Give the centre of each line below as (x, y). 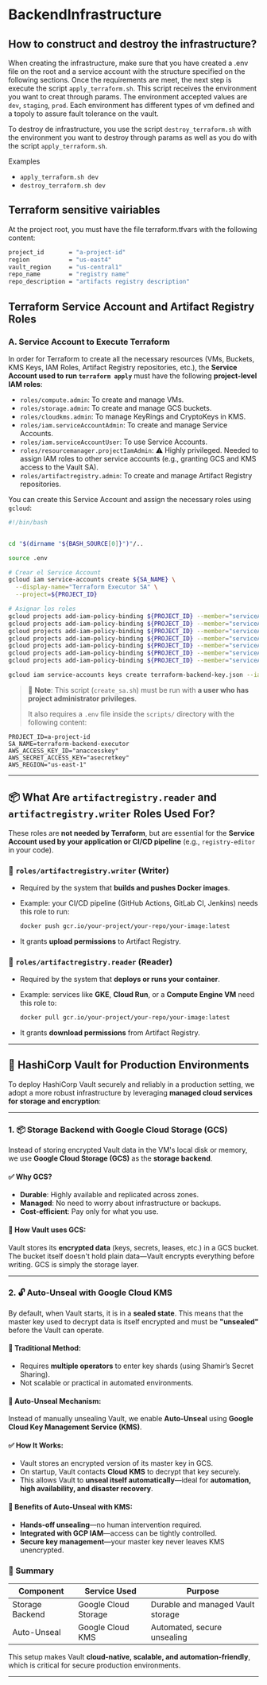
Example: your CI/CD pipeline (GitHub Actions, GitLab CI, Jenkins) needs (139, 902)
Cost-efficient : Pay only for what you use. (89, 1212)
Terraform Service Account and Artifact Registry (132, 306)
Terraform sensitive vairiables (84, 210)
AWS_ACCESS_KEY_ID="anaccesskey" (64, 751)
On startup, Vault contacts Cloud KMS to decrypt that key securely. (130, 1472)
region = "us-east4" (60, 260)
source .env (28, 558)
